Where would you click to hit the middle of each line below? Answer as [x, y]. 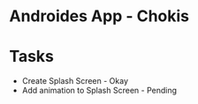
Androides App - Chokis [99, 16]
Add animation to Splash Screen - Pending [99, 91]
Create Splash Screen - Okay [75, 81]
